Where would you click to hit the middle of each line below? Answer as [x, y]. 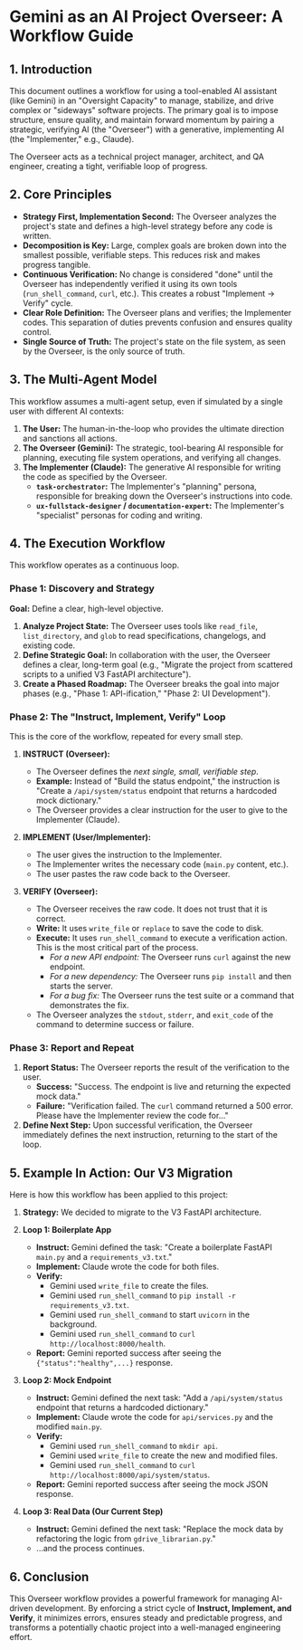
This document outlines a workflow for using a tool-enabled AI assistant [143, 91]
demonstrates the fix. [89, 1006]
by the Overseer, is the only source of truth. [104, 351]
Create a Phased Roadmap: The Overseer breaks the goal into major [151, 683]
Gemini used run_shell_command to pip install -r [143, 1295]
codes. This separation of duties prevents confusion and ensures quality [157, 322]
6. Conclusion [49, 1577]
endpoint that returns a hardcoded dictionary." [122, 1407]
